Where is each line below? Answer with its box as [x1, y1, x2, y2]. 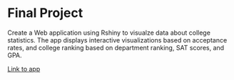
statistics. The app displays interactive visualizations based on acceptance [7, 35, 228, 44]
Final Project [7, 5, 83, 21]
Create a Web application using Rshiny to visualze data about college [7, 28, 210, 37]
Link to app [7, 64, 41, 73]
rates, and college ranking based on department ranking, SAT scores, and [7, 43, 225, 52]
